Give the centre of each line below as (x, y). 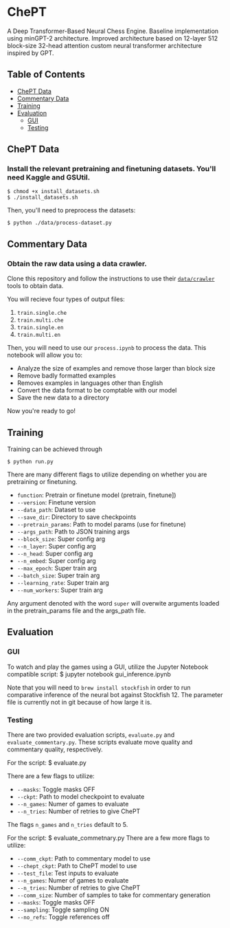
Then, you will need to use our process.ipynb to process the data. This (107, 348)
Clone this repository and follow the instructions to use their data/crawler (111, 278)
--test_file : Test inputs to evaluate (68, 873)
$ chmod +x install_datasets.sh (53, 192)
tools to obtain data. (35, 286)
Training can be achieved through (55, 449)
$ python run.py (30, 461)
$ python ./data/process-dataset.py (59, 223)
